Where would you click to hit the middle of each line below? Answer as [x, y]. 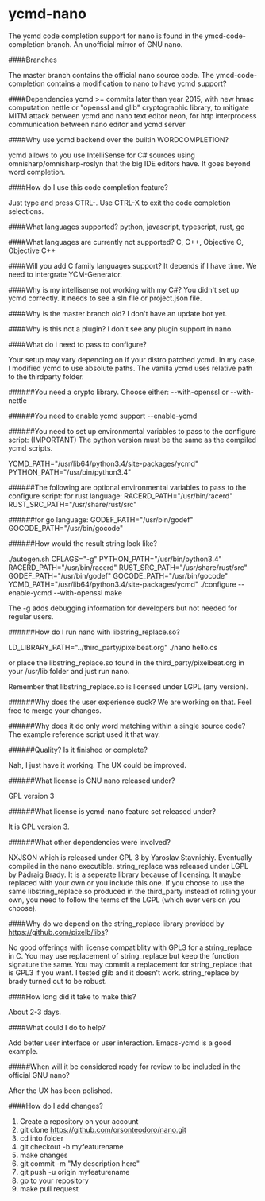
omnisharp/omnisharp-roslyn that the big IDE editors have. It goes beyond [130, 163]
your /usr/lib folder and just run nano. [69, 671]
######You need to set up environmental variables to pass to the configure [132, 431]
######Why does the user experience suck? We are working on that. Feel [130, 702]
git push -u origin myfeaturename [75, 1172]
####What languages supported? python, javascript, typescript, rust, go [127, 227]
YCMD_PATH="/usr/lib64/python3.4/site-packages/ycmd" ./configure [122, 584]
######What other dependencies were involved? [89, 842]
